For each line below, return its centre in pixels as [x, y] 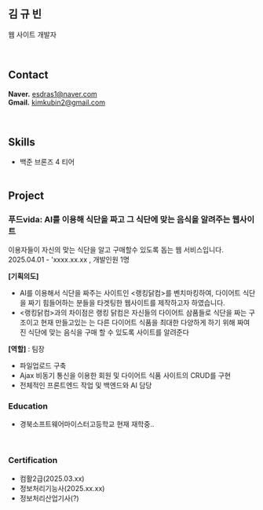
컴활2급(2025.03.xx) [52, 479]
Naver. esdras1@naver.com [53, 94]
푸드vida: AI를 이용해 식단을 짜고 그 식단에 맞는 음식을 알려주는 [119, 219]
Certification [33, 460]
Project [26, 195]
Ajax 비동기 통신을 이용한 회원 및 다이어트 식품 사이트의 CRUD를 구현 [125, 376]
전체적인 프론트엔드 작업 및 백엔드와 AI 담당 [86, 385]
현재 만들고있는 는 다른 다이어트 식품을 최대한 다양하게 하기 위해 [138, 323]
